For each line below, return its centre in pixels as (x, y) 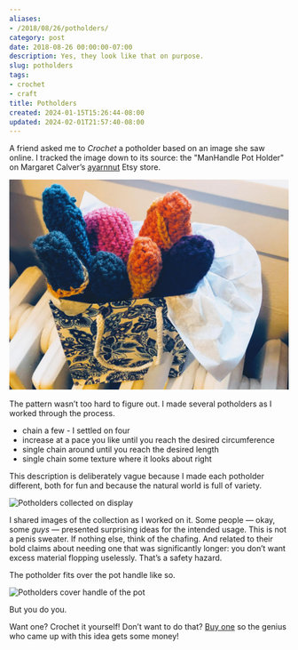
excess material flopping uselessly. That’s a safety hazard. (116, 558)
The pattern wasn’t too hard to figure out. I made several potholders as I (141, 404)
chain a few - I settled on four (76, 430)
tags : (19, 76)
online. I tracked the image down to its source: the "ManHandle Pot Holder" (147, 158)
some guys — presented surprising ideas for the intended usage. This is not (148, 530)
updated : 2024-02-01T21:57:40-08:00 (77, 122)
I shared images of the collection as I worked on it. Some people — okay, (142, 520)
